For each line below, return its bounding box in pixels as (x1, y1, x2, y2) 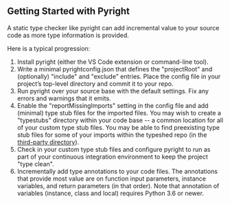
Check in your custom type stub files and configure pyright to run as (16, 145, 211, 153)
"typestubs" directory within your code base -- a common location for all (16, 116, 224, 124)
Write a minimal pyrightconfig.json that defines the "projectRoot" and (16, 65, 213, 73)
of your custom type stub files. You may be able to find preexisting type (16, 123, 220, 131)
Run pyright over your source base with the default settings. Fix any (16, 87, 209, 95)
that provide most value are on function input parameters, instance (16, 174, 206, 183)
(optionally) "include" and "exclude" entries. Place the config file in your (16, 72, 221, 80)
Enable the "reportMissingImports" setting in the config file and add (16, 101, 209, 109)
